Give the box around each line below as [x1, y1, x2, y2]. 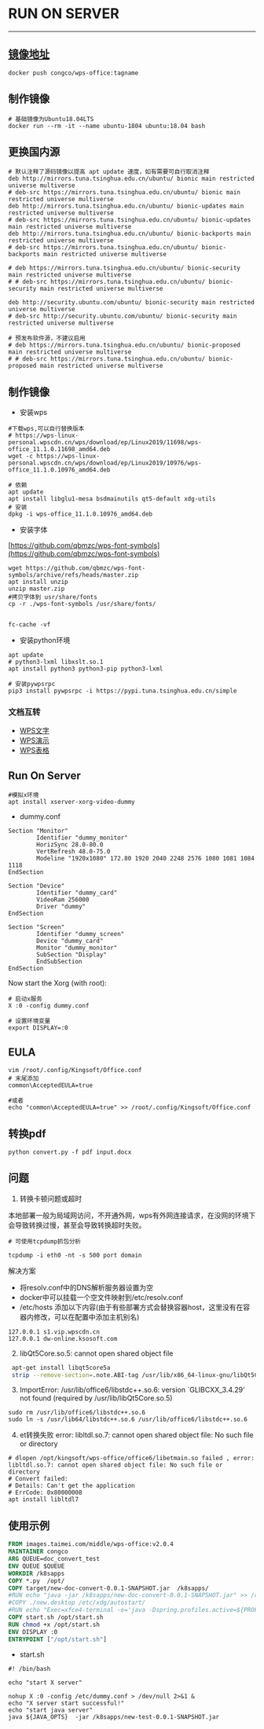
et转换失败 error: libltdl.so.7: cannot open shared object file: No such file [19, 1430, 254, 1440]
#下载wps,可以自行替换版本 [8, 425, 85, 433]
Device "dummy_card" [36, 937, 104, 945]
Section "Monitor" [8, 827, 68, 835]
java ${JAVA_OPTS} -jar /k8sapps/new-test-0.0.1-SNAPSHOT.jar [8, 1712, 220, 1721]
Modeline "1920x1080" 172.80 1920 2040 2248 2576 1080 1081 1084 [36, 854, 255, 863]
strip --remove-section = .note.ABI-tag [11, 1371, 139, 1379]
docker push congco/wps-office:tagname [8, 68, 139, 77]
